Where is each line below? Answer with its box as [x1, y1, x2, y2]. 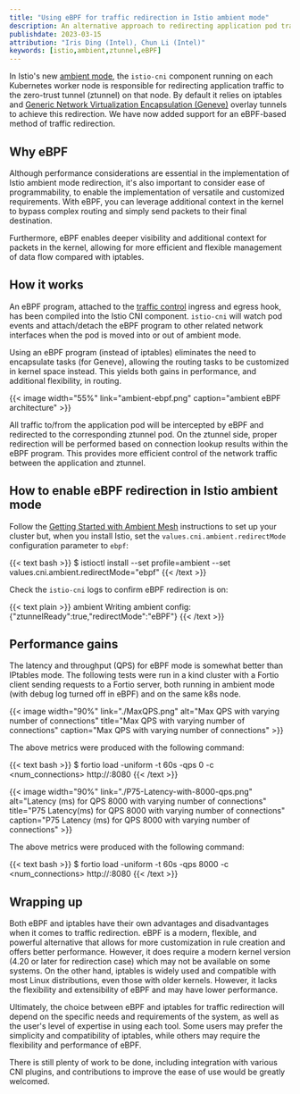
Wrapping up [9, 894, 83, 909]
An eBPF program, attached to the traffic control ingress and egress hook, [9, 301, 282, 312]
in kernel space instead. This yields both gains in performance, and [9, 365, 257, 376]
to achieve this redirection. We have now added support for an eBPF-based [9, 109, 287, 120]
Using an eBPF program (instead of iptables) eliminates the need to [9, 347, 256, 357]
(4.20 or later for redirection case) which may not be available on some [9, 956, 271, 967]
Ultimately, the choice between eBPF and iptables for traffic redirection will [9, 1002, 285, 1013]
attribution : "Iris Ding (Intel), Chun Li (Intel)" [9, 38, 205, 47]
